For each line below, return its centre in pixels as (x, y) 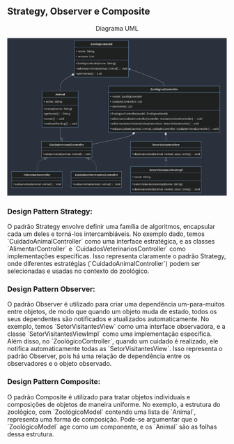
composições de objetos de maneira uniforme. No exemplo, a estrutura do (114, 404)
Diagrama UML (117, 28)
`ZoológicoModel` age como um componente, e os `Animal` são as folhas (112, 427)
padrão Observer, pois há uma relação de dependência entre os (99, 356)
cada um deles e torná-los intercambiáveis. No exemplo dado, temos (106, 234)
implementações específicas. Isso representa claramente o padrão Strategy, (117, 256)
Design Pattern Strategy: (50, 211)
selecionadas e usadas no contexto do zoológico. (78, 271)
